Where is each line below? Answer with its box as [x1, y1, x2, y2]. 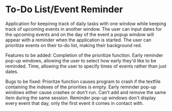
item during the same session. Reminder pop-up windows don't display [5, 95, 156, 101]
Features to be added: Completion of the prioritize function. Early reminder [5, 52, 163, 58]
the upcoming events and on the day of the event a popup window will [5, 31, 154, 37]
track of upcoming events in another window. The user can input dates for [5, 26, 162, 32]
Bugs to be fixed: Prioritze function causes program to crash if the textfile [5, 78, 161, 84]
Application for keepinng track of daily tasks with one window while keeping [5, 20, 166, 27]
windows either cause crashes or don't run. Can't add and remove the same [5, 89, 166, 95]
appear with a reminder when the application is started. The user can [5, 37, 151, 43]
